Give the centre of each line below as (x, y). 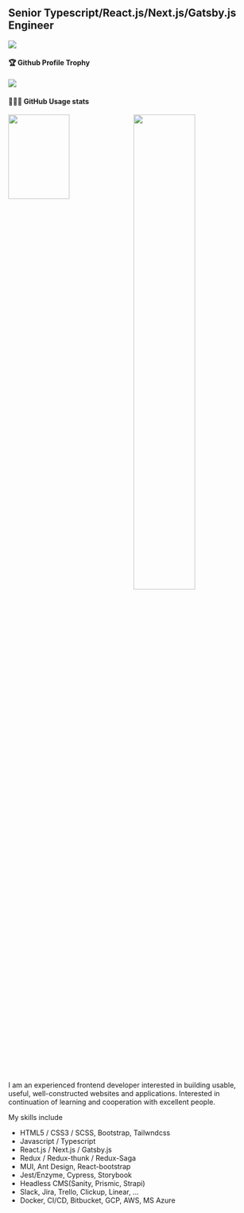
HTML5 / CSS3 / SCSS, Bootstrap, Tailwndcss (95, 1133)
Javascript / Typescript (58, 1141)
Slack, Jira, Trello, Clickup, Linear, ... (79, 1192)
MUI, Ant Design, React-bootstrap (75, 1166)
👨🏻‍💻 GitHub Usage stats (49, 101)
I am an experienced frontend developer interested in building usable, (122, 1085)
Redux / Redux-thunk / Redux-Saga (78, 1158)
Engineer (31, 26)
